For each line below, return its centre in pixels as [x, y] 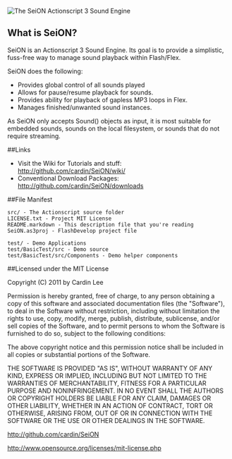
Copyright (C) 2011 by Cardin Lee [55, 282]
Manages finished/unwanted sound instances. [85, 107]
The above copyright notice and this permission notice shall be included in [115, 347]
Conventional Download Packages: [68, 178]
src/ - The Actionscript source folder [66, 212]
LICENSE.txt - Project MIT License [60, 219]
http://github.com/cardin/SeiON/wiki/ [71, 171]
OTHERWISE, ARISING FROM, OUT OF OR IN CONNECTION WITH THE [110, 413]
